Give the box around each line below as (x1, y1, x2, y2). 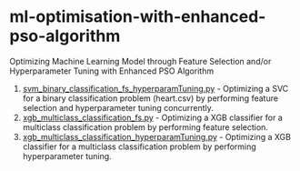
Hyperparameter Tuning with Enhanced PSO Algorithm (9, 65, 215, 76)
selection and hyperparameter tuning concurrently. (22, 102, 214, 113)
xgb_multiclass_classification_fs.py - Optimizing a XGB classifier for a (22, 112, 284, 123)
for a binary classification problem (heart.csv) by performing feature (22, 93, 279, 104)
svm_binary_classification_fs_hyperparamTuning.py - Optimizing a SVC (22, 83, 289, 94)
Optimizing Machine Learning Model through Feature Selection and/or (9, 55, 272, 66)
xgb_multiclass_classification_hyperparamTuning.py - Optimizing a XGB (22, 131, 291, 142)
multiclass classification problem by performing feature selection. (22, 121, 268, 133)
